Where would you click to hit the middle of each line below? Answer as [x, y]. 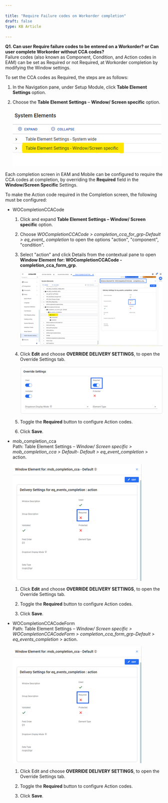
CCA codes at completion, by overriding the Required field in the [72, 179]
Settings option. [29, 92]
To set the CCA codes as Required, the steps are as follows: [67, 77]
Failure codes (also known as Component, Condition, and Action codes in [81, 57]
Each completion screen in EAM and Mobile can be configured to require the [84, 174]
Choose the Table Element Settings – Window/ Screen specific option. [86, 102]
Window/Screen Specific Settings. [41, 185]
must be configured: [26, 200]
